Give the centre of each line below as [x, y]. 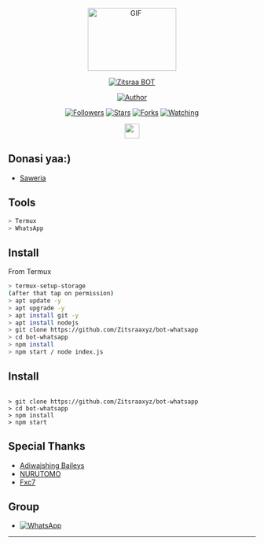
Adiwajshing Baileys [52, 465]
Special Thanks [47, 446]
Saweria [33, 178]
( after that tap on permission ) [61, 294]
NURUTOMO [40, 473]
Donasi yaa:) [40, 159]
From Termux [30, 272]
